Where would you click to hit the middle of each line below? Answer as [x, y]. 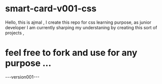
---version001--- [22, 77]
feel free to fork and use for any [71, 53]
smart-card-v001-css [51, 9]
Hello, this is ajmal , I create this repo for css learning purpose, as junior [78, 22]
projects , [15, 33]
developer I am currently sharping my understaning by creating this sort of [81, 27]
